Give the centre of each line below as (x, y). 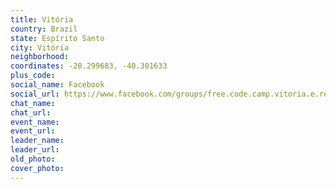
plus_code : (33, 76)
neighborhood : (40, 57)
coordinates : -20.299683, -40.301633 (89, 66)
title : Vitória (42, 19)
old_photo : (33, 159)
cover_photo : (37, 168)
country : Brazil (44, 29)
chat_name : (33, 103)
